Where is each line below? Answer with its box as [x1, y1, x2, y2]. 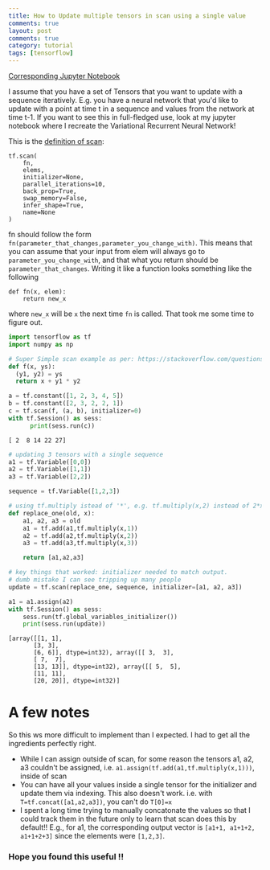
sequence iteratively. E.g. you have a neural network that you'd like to [8, 96, 239, 105]
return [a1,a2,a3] [22, 554, 84, 562]
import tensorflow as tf [8, 333, 92, 341]
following [8, 273, 39, 281]
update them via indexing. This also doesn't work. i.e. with [19, 789, 213, 798]
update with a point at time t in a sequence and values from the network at [8, 104, 255, 113]
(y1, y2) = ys [15, 370, 63, 378]
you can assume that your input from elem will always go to [8, 247, 206, 256]
